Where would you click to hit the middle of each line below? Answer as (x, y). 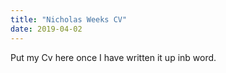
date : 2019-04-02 (46, 29)
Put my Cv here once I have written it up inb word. (113, 57)
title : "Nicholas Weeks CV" (69, 19)
